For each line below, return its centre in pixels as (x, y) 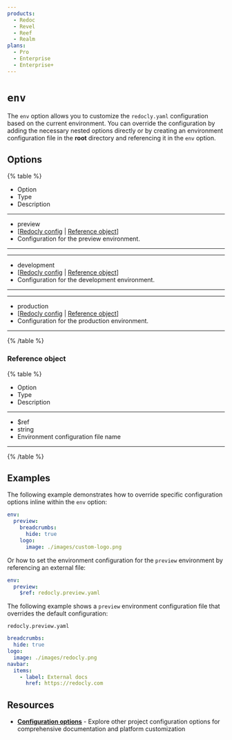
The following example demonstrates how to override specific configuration (115, 494)
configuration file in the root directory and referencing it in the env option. (112, 138)
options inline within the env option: (57, 502)
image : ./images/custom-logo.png (74, 547)
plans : (17, 46)
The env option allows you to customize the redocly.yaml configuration (108, 115)
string (26, 429)
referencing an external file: (47, 567)
